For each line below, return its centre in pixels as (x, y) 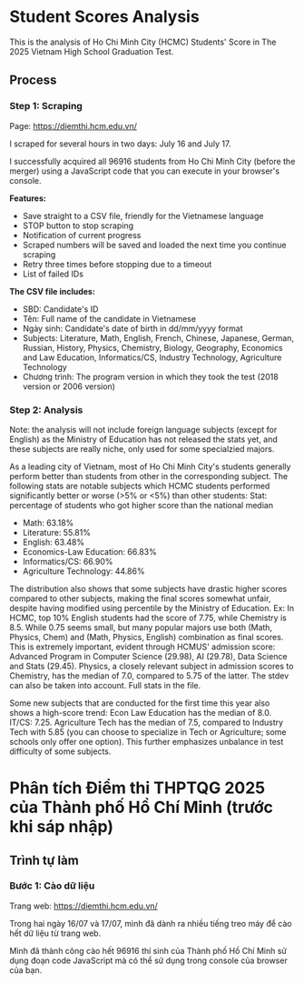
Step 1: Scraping (46, 106)
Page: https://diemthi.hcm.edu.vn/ (74, 126)
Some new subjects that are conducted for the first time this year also (140, 703)
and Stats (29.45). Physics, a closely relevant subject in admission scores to (152, 666)
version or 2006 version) (69, 386)
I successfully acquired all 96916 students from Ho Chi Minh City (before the (152, 161)
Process (33, 80)
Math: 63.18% (48, 522)
